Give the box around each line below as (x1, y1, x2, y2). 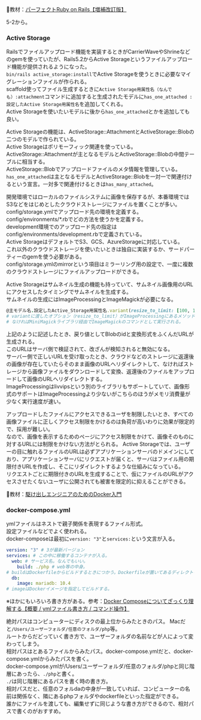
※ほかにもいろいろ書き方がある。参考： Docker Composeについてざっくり (6, 598, 188, 605)
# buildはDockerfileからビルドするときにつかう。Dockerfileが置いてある (6, 569, 172, 575)
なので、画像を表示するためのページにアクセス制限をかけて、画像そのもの (6, 433, 189, 440)
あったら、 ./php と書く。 (16, 670, 78, 678)
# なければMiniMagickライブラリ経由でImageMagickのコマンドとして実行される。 (6, 319, 184, 325)
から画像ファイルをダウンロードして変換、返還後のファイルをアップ (22, 367, 190, 375)
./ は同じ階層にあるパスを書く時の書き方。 (6, 678, 112, 685)
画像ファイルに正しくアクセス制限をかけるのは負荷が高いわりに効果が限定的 (6, 418, 195, 425)
